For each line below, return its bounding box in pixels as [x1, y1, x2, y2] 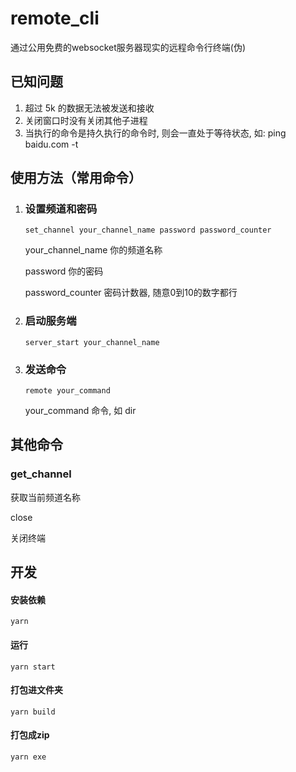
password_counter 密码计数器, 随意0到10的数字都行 [24, 287, 238, 299]
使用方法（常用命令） [10, 170, 142, 187]
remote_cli [10, 7, 100, 30]
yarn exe [10, 752, 47, 762]
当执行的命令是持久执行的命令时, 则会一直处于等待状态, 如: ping [24, 127, 287, 139]
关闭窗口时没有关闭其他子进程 [24, 114, 148, 126]
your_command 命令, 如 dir [24, 405, 137, 417]
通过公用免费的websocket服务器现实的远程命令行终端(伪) [10, 41, 247, 53]
